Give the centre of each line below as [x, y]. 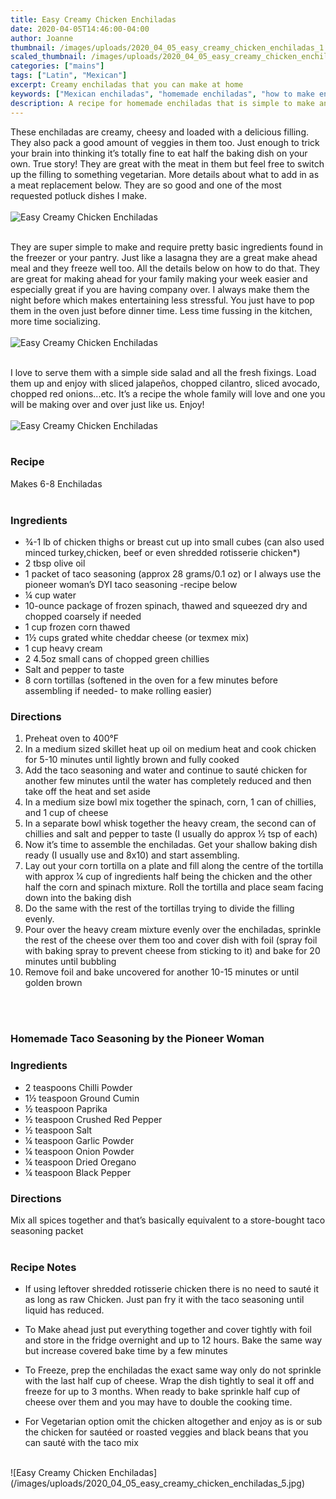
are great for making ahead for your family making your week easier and [159, 278]
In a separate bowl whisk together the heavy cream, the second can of [170, 823]
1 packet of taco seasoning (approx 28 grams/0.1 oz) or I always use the [173, 574]
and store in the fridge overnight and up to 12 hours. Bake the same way [173, 1340]
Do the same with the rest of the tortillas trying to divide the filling [159, 908]
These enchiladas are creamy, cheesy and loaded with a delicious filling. [160, 132]
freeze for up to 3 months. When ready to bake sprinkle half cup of [162, 1392]
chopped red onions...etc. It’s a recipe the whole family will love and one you [168, 393]
